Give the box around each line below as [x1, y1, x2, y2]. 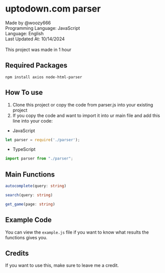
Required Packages [5, 61, 68, 70]
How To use [5, 88, 43, 97]
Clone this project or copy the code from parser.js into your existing [12, 101, 153, 107]
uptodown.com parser [5, 3, 101, 15]
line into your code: [12, 118, 53, 124]
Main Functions [5, 170, 55, 179]
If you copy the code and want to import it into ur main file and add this [12, 112, 160, 119]
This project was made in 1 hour [5, 46, 72, 52]
